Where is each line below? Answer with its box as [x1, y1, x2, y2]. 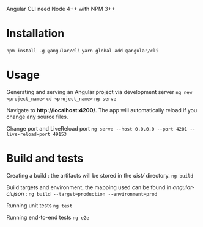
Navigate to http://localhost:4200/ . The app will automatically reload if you [6, 106, 197, 113]
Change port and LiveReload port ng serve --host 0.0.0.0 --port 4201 [6, 124, 188, 132]
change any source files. [6, 113, 68, 120]
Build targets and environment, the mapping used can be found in [6, 183, 172, 191]
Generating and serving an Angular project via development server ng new [6, 88, 193, 95]
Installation [6, 27, 65, 40]
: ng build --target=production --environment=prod [25, 190, 158, 197]
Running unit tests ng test [6, 201, 73, 209]
